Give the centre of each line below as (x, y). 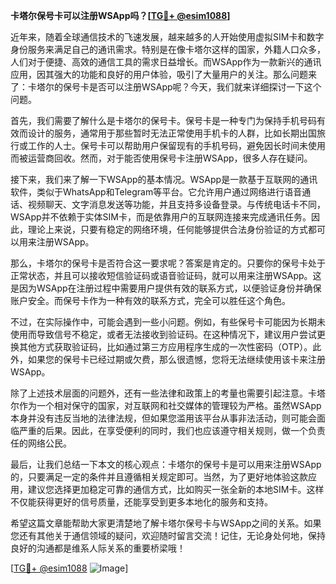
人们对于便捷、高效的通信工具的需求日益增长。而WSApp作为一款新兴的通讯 (166, 62)
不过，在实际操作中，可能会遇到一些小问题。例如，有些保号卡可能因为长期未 (168, 322)
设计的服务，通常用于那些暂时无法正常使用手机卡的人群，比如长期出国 (172, 133)
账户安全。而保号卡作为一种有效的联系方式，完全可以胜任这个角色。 (150, 300)
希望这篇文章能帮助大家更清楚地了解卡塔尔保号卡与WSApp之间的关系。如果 (166, 523)
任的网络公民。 (41, 443)
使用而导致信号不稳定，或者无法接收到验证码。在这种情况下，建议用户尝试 (163, 334)
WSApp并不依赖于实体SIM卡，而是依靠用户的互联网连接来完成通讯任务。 (161, 217)
